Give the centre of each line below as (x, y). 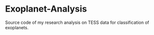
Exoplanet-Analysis (46, 9)
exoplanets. (17, 27)
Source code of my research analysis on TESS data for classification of (77, 22)
